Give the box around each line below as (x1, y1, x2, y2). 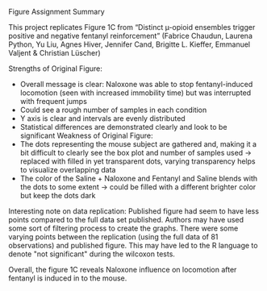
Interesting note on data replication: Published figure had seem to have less (8, 206, 260, 216)
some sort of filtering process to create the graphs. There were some (8, 223, 239, 233)
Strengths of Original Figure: (8, 64, 103, 73)
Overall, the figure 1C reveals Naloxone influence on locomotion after (8, 265, 237, 274)
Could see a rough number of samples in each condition (19, 105, 207, 114)
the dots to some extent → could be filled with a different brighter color (19, 182, 257, 192)
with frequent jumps (19, 97, 87, 106)
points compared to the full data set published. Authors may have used (8, 215, 244, 224)
